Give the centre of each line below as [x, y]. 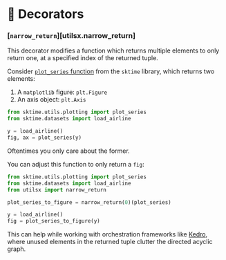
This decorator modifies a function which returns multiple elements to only [113, 50]
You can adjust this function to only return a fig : [76, 164]
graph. [17, 249]
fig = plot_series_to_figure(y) [54, 221]
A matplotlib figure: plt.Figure [62, 92]
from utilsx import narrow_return [57, 189]
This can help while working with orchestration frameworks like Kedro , [107, 234]
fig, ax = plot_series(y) [44, 138]
